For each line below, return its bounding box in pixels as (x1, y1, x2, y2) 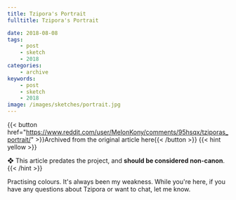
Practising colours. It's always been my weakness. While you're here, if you (7, 178, 226, 186)
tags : (7, 36, 23, 43)
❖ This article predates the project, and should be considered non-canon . (7, 156, 225, 165)
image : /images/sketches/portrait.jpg (7, 101, 121, 109)
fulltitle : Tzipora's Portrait (7, 17, 99, 24)
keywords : (7, 75, 37, 82)
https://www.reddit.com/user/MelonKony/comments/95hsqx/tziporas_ (25, 128, 229, 136)
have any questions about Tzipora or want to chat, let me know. (7, 185, 191, 193)
